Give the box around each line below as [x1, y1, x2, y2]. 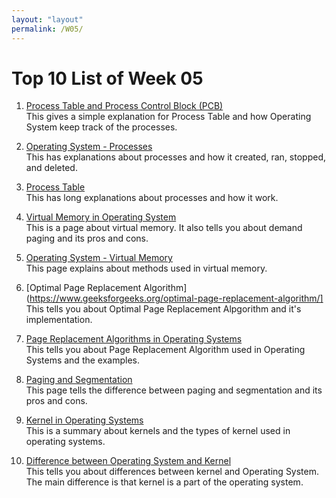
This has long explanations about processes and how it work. [25, 192, 279, 204]
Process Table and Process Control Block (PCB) [25, 100, 224, 112]
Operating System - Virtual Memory [25, 252, 173, 264]
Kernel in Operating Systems [25, 414, 144, 426]
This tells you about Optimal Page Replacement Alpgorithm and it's [25, 303, 302, 315]
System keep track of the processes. [25, 121, 178, 133]
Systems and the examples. [25, 354, 140, 366]
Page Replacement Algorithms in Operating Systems [25, 333, 243, 345]
